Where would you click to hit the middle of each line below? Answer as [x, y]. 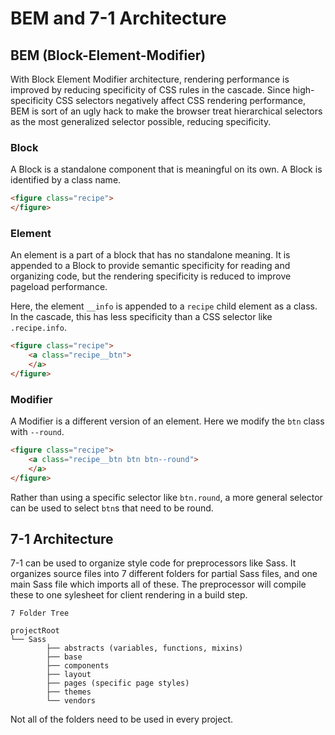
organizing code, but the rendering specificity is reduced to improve [151, 276]
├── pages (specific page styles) [118, 683]
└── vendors [71, 701]
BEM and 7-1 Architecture [118, 18]
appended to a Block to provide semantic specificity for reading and [150, 266]
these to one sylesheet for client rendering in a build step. [129, 595]
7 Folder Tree [40, 613]
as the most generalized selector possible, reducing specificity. [141, 121]
